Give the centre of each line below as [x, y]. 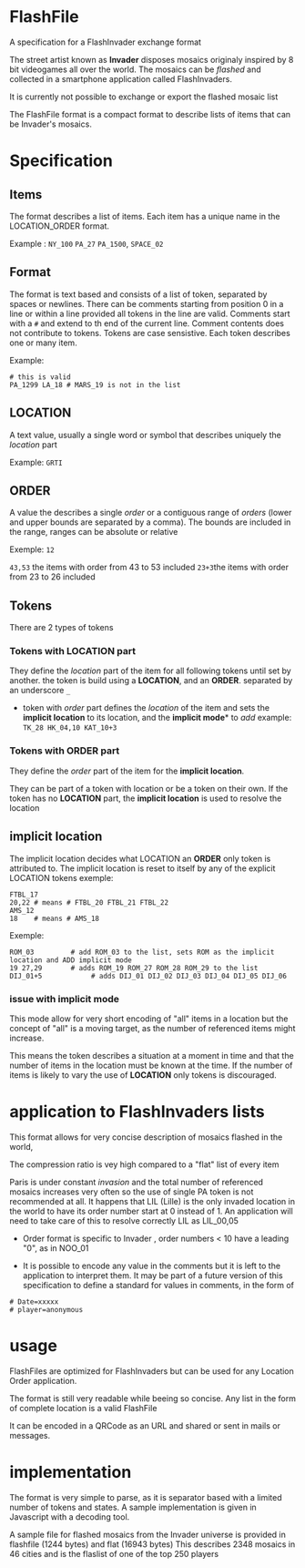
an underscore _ [40, 691]
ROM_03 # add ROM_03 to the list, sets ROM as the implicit [142, 952]
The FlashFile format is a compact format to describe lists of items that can [150, 114]
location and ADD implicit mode [71, 960]
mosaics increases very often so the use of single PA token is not [132, 1192]
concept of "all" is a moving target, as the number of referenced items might [152, 1028]
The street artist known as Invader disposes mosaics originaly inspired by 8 [152, 59]
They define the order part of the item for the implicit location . [127, 771]
